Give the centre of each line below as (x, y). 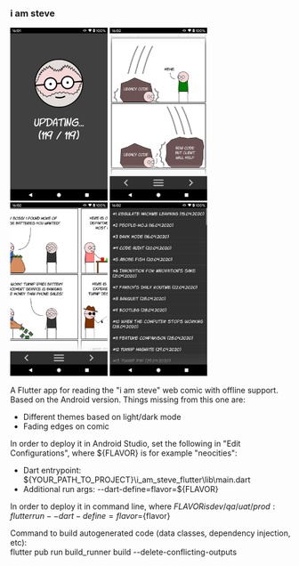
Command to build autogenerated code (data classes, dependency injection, (150, 533)
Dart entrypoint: (52, 470)
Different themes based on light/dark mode (102, 416)
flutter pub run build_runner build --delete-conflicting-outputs (124, 552)
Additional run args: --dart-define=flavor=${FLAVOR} (121, 489)
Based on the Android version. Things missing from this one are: (128, 400)
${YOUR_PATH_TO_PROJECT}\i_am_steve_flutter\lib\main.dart (137, 480)
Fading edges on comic (66, 426)
